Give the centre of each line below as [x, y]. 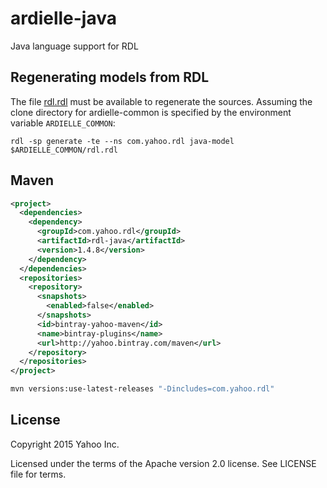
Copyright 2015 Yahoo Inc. [65, 444]
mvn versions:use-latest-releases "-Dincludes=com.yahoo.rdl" [142, 389]
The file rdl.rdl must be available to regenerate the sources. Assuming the [161, 101]
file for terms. [38, 474]
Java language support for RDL [74, 46]
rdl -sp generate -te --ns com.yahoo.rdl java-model [122, 141]
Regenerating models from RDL [110, 77]
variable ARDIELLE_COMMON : [63, 123]
